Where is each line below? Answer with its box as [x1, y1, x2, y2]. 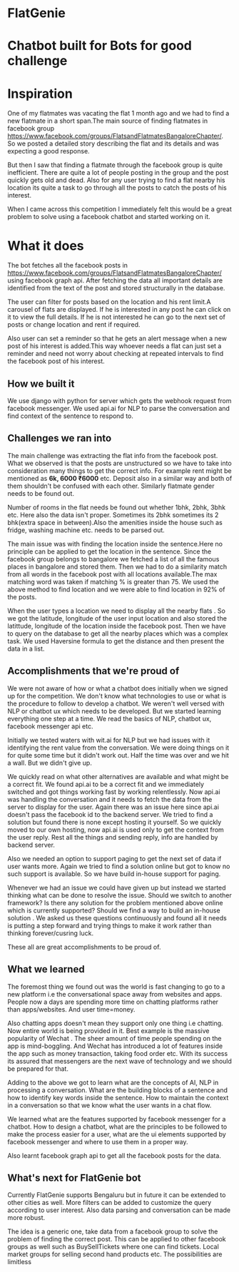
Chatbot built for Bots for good [7, 38, 193, 54]
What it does [7, 238, 84, 254]
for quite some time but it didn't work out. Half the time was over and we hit [7, 751, 230, 759]
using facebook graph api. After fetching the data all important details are [7, 276, 223, 285]
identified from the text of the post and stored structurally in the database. [7, 284, 225, 292]
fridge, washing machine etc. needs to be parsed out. [7, 526, 166, 534]
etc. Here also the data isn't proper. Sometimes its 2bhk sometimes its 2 [7, 510, 219, 519]
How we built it [7, 377, 75, 390]
